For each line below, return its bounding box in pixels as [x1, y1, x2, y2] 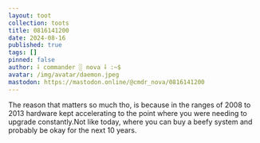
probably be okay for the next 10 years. [8, 125, 137, 135]
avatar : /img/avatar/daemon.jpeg [8, 71, 120, 79]
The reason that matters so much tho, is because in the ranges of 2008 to [8, 100, 251, 110]
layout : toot [8, 11, 52, 20]
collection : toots [8, 19, 69, 27]
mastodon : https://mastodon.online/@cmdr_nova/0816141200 [8, 78, 205, 86]
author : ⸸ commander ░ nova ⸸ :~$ [8, 64, 121, 71]
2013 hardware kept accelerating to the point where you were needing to [8, 108, 247, 118]
